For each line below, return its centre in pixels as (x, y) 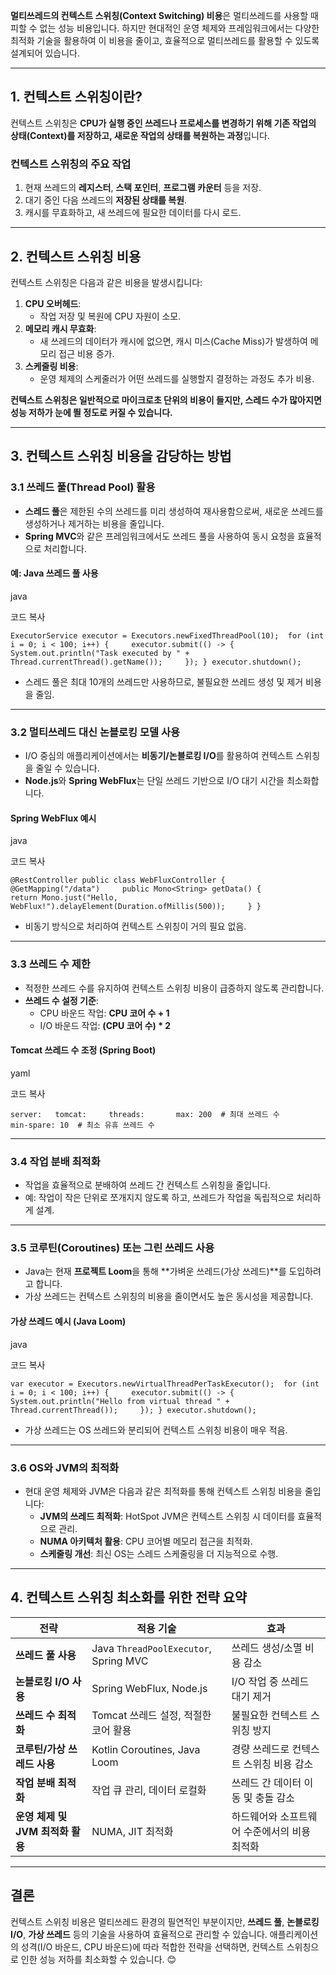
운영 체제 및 (41, 1816)
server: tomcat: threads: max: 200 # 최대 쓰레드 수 (145, 1114)
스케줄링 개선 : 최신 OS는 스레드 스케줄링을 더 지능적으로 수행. (159, 1553)
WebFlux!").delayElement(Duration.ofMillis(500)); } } (136, 907)
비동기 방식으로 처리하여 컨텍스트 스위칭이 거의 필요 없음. (135, 926)
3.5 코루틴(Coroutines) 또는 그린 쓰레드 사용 (112, 1248)
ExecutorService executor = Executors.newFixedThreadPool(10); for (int (167, 635)
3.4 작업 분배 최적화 (55, 1161)
